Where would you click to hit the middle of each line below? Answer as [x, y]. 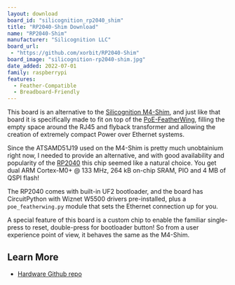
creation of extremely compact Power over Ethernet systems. [96, 135]
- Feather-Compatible [45, 86]
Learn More [33, 257]
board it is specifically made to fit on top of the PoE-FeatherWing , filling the [116, 119]
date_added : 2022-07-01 [42, 66]
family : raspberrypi [38, 72]
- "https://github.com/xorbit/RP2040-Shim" [75, 53]
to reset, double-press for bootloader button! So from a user [112, 227]
